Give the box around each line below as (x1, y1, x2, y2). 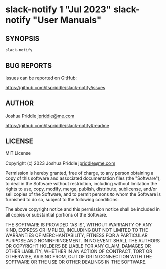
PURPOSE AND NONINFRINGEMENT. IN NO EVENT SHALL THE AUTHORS (5, 238, 160, 244)
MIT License (5, 150, 31, 156)
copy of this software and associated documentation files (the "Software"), (5, 175, 161, 181)
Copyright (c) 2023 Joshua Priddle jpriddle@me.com (5, 160, 115, 166)
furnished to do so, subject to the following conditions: (5, 197, 119, 203)
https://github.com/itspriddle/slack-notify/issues (5, 84, 106, 90)
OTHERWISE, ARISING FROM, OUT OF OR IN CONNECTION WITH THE (5, 254, 152, 260)
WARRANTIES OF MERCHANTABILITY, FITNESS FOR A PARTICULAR (5, 232, 148, 238)
